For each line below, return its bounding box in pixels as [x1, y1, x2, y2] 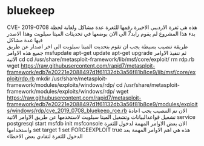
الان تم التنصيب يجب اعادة [128, 107, 188, 114]
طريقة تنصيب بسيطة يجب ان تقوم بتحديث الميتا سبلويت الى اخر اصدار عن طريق [7, 43, 188, 50]
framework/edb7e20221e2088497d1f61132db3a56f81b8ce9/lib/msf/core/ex [7, 68, 196, 75]
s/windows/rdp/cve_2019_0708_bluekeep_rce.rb [7, 107, 128, 114]
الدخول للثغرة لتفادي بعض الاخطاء [7, 132, 83, 139]
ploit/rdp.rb [7, 75, 35, 82]
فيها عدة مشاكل [7, 36, 43, 43]
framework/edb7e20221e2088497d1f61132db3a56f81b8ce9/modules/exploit [7, 100, 198, 107]
